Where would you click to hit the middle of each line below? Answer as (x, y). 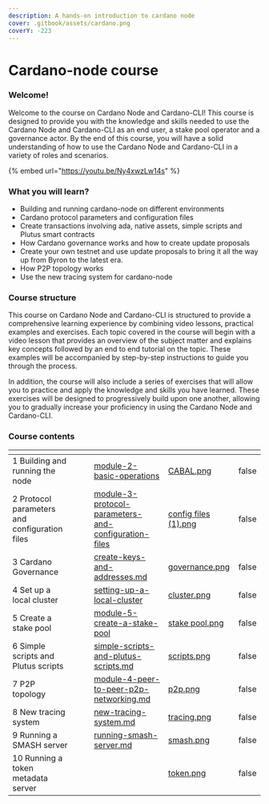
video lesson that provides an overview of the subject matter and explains (130, 340)
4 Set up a (32, 589)
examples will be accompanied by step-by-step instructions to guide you (128, 358)
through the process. (43, 366)
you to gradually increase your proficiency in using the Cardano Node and (130, 407)
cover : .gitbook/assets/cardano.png (69, 23)
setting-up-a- (121, 589)
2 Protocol (32, 499)
